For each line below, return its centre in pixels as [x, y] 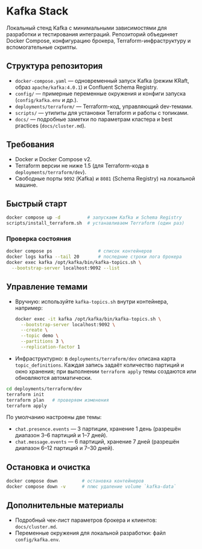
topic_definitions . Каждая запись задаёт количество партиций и [99, 365]
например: [29, 308]
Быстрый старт [37, 204]
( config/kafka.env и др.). [46, 100]
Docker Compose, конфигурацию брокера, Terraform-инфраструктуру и [99, 40]
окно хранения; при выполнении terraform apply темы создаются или [106, 371]
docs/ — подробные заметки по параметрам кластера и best [94, 119]
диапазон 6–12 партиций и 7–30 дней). [65, 448]
